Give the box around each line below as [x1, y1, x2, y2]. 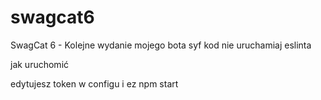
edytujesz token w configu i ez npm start [10, 77, 179, 90]
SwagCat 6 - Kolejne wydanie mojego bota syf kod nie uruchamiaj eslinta [10, 39, 312, 51]
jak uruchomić [10, 58, 70, 70]
